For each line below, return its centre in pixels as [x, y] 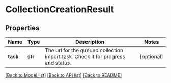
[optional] [151, 57]
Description [90, 42]
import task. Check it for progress [85, 57]
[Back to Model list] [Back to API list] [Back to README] [64, 75]
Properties [22, 28]
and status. [58, 63]
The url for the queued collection [84, 50]
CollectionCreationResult [60, 9]
